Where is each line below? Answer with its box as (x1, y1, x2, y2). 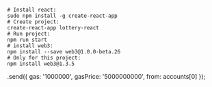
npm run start (7, 36, 48, 43)
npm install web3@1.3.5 (7, 60, 75, 67)
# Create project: (7, 18, 59, 25)
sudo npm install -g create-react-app (7, 12, 118, 19)
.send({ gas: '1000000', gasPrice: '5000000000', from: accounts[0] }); (7, 73, 206, 80)
